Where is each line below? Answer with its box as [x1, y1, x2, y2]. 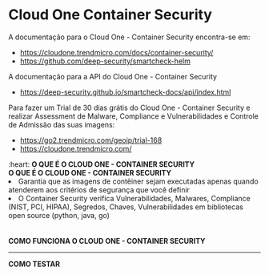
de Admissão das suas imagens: [8, 119, 115, 129]
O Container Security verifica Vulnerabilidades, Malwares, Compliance [18, 193, 251, 203]
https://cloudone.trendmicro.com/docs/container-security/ [19, 47, 214, 57]
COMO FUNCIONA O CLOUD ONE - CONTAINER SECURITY [8, 236, 206, 245]
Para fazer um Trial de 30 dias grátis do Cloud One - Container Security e [8, 103, 251, 112]
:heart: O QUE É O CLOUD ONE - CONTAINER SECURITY [8, 159, 195, 169]
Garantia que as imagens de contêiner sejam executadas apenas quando [18, 176, 259, 186]
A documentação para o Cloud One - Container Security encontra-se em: [8, 32, 251, 42]
